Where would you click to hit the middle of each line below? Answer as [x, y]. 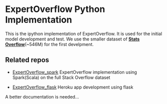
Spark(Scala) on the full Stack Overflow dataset [61, 77]
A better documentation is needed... [42, 96]
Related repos [27, 60]
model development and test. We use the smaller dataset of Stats [73, 39]
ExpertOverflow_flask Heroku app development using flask [73, 87]
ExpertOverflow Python [55, 9]
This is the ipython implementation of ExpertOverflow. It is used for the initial [84, 33]
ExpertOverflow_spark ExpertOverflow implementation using [75, 72]
